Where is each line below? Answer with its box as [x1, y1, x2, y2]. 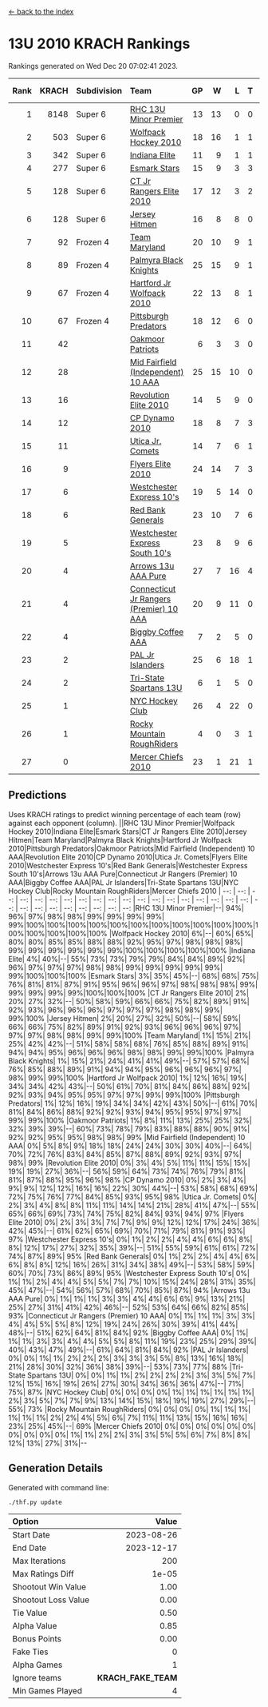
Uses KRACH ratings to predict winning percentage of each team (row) [8, 809, 242, 819]
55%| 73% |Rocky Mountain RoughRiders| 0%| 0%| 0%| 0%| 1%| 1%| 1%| [8, 1404, 251, 1414]
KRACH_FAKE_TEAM [97, 1672, 178, 1683]
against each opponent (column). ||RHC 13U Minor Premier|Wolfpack [8, 818, 235, 828]
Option [12, 1515, 39, 1526]
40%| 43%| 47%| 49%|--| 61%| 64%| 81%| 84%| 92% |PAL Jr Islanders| [8, 1345, 249, 1354]
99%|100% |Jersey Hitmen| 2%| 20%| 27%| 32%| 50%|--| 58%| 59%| [8, 1013, 242, 1023]
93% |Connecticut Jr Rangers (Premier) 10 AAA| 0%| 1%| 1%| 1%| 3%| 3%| [8, 1310, 255, 1320]
